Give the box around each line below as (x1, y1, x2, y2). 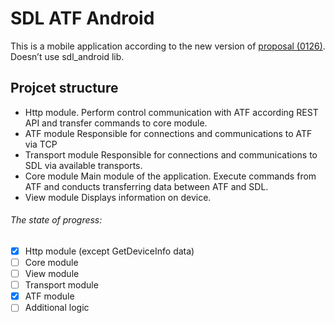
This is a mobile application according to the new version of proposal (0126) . (10, 40, 326, 52)
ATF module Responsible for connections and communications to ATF (24, 127, 313, 139)
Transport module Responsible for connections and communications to (24, 148, 318, 161)
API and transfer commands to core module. (24, 117, 208, 129)
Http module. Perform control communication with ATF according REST (24, 106, 319, 118)
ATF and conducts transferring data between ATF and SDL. (24, 180, 269, 192)
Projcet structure (10, 80, 119, 97)
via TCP (24, 138, 58, 150)
